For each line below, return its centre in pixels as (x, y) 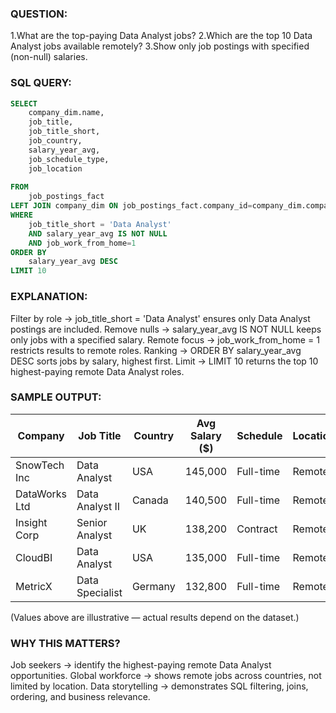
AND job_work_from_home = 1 (82, 243)
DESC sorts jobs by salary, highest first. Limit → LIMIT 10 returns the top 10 (164, 361)
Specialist (99, 592)
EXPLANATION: (49, 297)
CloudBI (34, 557)
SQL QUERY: (41, 83)
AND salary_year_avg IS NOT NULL (98, 233)
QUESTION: (39, 14)
